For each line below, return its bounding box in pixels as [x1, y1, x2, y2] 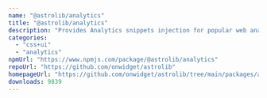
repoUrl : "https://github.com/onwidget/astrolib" [8, 63, 176, 71]
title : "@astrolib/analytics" [8, 19, 109, 27]
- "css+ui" [15, 41, 52, 49]
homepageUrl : [8, 70, 52, 78]
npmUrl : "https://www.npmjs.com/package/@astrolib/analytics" [8, 56, 219, 64]
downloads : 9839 [8, 77, 62, 85]
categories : [8, 33, 48, 42]
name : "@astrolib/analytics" [8, 11, 105, 20]
